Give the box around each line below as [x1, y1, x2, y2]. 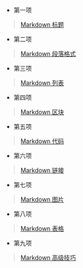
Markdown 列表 [20, 79, 65, 87]
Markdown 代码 [20, 137, 65, 145]
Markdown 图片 [20, 195, 65, 204]
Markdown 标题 [20, 21, 65, 29]
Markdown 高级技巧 [20, 254, 76, 262]
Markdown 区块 [20, 108, 65, 116]
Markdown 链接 [20, 167, 65, 174]
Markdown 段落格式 [20, 50, 76, 58]
